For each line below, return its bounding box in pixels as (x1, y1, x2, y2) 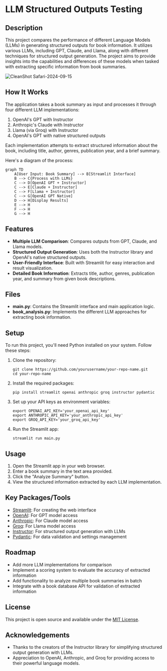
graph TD (5, 167, 24, 172)
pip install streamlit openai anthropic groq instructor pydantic (12, 390, 155, 395)
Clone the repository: (12, 357, 57, 363)
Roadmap (5, 548, 36, 557)
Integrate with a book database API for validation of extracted (12, 583, 140, 589)
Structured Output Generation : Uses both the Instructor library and (12, 249, 153, 255)
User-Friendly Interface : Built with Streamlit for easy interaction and (12, 259, 155, 265)
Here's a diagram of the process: (5, 157, 74, 163)
